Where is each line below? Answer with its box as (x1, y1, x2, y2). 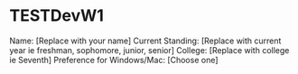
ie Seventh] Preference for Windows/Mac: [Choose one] (9, 54, 219, 65)
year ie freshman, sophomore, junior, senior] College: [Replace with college (9, 44, 290, 55)
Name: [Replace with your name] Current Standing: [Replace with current (9, 35, 282, 46)
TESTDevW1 (9, 5, 104, 26)
